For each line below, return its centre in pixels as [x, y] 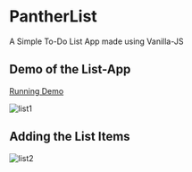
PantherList [54, 17]
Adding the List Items [70, 137]
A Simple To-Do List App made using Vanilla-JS [97, 41]
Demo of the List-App [70, 69]
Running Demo [37, 90]
